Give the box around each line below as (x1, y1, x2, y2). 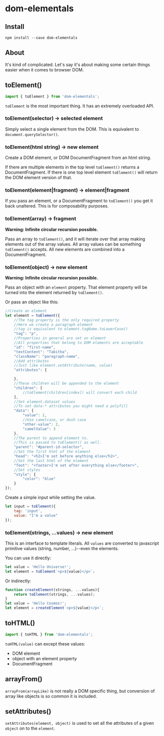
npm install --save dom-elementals (5, 35, 78, 40)
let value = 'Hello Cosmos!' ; (5, 601, 67, 606)
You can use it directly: (5, 555, 51, 561)
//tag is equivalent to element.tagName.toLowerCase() (14, 326, 128, 332)
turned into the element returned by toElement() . (5, 289, 104, 295)
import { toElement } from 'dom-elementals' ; (5, 94, 99, 99)
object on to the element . (5, 725, 55, 732)
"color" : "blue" (23, 477, 56, 482)
